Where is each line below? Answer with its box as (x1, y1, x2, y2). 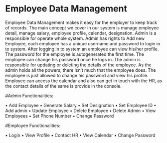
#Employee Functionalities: (5, 123, 61, 129)
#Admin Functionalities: (5, 93, 54, 99)
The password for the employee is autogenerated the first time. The (5, 51, 145, 57)
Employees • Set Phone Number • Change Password (5, 113, 114, 119)
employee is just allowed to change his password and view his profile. (5, 72, 149, 78)
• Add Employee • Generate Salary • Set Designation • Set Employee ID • (5, 102, 157, 108)
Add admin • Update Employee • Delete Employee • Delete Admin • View (5, 108, 156, 114)
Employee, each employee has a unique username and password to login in (5, 40, 161, 46)
